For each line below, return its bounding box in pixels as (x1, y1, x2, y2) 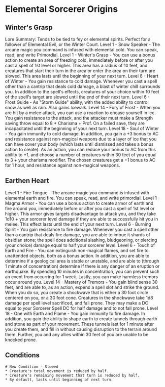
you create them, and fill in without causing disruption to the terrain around (5, 326, 157, 332)
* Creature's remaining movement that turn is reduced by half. (5, 373, 140, 378)
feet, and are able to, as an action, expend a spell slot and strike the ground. (5, 284, 160, 290)
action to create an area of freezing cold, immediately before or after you (5, 57, 153, 63)
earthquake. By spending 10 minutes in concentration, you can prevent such (5, 268, 160, 274)
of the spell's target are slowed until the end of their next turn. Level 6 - (5, 94, 150, 100)
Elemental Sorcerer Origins (5, 3, 118, 15)
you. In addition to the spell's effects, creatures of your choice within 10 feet (5, 89, 160, 94)
